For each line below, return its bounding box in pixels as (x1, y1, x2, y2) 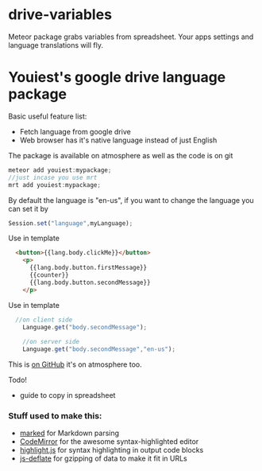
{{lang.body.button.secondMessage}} (29, 278, 151, 286)
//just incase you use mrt (8, 173, 98, 181)
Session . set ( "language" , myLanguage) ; (8, 219, 133, 228)
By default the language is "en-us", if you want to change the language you (8, 195, 254, 204)
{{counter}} (29, 271, 69, 279)
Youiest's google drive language (8, 68, 226, 87)
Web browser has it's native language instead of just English (19, 135, 218, 145)
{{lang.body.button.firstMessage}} (29, 264, 148, 272)
